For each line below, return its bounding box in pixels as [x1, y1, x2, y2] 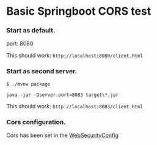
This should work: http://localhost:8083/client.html [6, 102, 144, 110]
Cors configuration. [6, 117, 66, 126]
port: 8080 [6, 40, 34, 47]
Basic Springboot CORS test [6, 4, 152, 18]
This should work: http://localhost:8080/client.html [6, 52, 144, 59]
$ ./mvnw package [6, 81, 51, 87]
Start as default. [6, 26, 56, 35]
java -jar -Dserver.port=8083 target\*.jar [6, 92, 119, 98]
